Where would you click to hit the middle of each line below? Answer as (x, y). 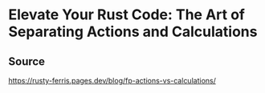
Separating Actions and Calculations (133, 32)
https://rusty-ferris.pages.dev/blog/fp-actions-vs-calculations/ (112, 81)
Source (27, 61)
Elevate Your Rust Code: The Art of (126, 15)
